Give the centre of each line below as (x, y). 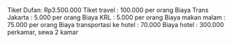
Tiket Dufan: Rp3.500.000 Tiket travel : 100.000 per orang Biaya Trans (108, 10)
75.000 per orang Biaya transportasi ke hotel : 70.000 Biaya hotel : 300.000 (116, 25)
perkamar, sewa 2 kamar (43, 32)
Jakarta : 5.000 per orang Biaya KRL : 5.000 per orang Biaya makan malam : (116, 17)
